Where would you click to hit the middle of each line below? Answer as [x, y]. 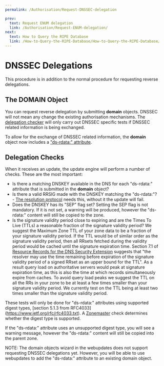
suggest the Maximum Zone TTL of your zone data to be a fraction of [82, 231]
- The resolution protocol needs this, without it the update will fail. [78, 200]
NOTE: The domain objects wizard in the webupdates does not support [76, 348]
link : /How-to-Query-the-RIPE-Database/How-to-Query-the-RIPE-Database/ [85, 41]
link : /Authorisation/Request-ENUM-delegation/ [59, 27]
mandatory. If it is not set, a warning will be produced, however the [79, 210]
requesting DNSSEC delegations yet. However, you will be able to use [75, 353]
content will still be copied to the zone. [66, 215]
